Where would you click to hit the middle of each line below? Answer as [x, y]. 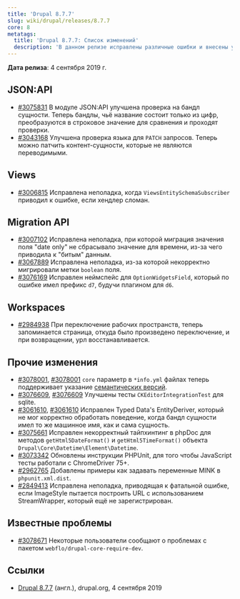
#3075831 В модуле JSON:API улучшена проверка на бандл [109, 107]
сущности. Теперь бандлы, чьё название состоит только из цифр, [118, 114]
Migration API [39, 222]
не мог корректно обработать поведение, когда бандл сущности [117, 418]
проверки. [34, 130]
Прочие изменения [53, 362]
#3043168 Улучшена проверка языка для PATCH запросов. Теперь [117, 137]
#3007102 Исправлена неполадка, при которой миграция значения [121, 239]
